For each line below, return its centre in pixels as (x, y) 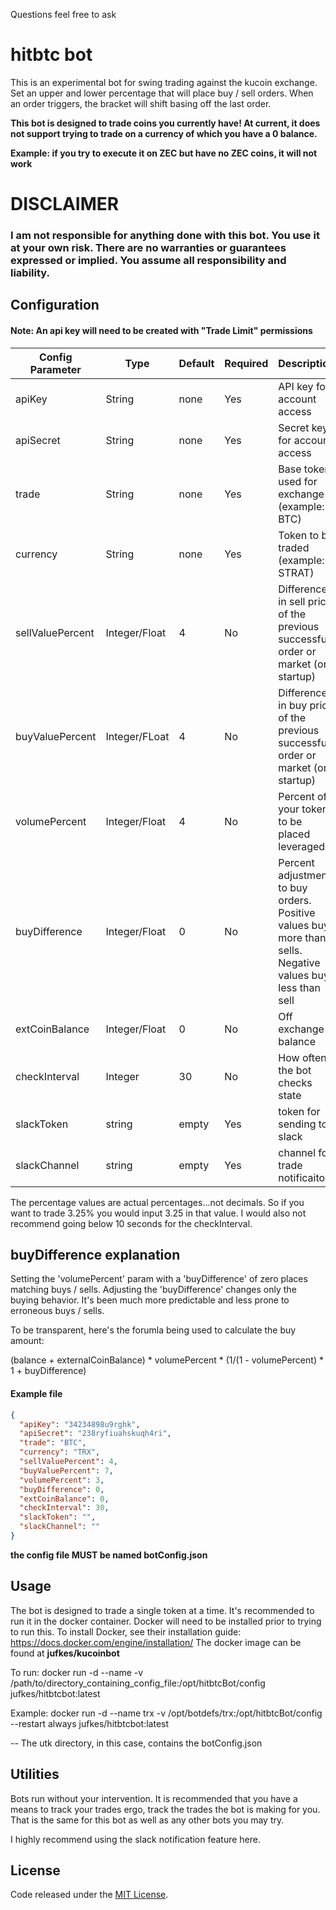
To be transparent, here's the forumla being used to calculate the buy (153, 1330)
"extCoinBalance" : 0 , (64, 1499)
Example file (36, 1394)
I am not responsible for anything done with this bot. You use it (165, 236)
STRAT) (296, 572)
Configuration (55, 305)
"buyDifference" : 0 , (62, 1489)
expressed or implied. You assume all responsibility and (148, 261)
